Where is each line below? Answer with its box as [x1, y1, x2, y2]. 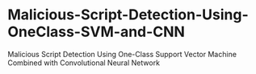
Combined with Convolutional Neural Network [7, 58, 161, 68]
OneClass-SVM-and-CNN [7, 23, 185, 41]
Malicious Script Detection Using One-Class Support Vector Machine [7, 49, 237, 59]
